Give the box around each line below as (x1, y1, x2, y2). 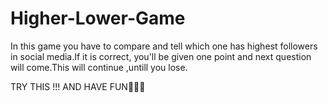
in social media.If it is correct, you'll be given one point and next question (10, 50, 312, 62)
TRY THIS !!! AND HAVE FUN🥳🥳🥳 (10, 80, 146, 92)
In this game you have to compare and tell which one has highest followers (10, 40, 318, 52)
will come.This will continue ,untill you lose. (10, 61, 188, 73)
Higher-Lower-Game (10, 7, 186, 30)
